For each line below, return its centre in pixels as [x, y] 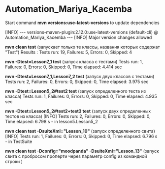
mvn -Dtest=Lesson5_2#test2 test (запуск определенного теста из [76, 91]
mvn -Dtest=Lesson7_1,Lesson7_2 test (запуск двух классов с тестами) [80, 76]
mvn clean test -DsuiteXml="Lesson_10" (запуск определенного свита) [80, 131]
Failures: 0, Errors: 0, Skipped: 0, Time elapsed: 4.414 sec [64, 67]
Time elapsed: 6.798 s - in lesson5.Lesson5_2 [51, 121]
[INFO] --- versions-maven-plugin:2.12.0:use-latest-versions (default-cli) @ [82, 32]
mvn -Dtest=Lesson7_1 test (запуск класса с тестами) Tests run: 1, [74, 61]
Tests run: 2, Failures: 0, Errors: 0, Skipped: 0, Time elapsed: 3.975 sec [77, 82]
